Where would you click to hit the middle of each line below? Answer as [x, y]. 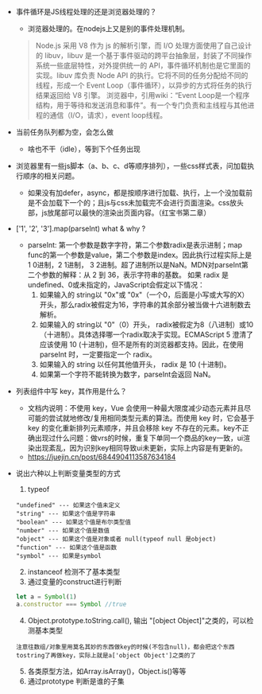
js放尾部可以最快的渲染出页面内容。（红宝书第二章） [126, 212]
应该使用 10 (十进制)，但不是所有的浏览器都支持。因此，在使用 [142, 344]
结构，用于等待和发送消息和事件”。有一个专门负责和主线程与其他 [141, 105]
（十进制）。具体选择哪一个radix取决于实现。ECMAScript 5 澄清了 [146, 334]
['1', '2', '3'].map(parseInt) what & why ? [81, 228]
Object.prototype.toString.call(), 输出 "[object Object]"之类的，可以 [137, 620]
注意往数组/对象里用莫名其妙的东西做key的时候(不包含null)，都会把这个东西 [125, 647]
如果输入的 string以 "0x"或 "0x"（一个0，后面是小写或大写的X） [144, 294]
